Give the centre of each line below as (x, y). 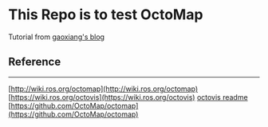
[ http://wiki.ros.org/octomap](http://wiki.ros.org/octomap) (103, 89)
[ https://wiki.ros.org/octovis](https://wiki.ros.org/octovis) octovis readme (128, 97)
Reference (35, 62)
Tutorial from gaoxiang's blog (57, 37)
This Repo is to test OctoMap (106, 15)
